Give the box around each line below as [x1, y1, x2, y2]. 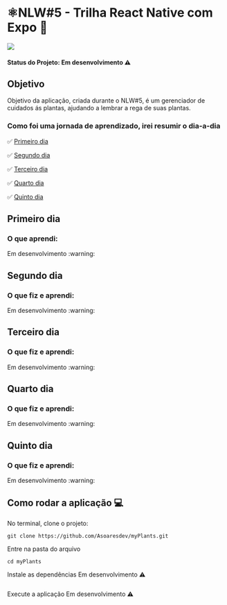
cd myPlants [7, 558, 42, 565]
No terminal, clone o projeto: [7, 519, 89, 527]
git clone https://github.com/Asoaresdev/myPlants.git [7, 532, 169, 539]
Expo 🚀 [7, 19, 48, 35]
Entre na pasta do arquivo [7, 545, 81, 553]
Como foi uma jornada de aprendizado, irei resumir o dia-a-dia [7, 121, 221, 131]
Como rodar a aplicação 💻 [7, 497, 124, 509]
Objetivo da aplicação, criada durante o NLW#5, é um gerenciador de [7, 96, 206, 105]
